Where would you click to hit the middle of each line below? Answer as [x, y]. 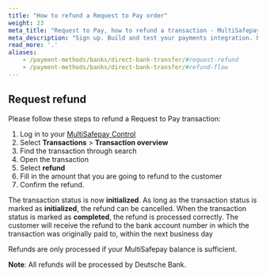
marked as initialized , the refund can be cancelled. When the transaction [127, 208]
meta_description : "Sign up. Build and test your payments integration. [131, 38]
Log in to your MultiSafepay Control [78, 134]
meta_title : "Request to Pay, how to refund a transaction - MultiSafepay [134, 30]
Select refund [42, 167]
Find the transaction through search [78, 151]
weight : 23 [26, 23]
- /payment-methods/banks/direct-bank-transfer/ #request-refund [131, 60]
